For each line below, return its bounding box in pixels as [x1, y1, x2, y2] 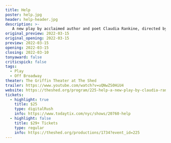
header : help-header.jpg [5, 17, 58, 22]
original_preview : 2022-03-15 [5, 31, 70, 36]
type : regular [14, 125, 44, 130]
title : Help [5, 7, 31, 13]
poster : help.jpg [5, 12, 42, 17]
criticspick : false [5, 59, 47, 64]
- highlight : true [10, 97, 49, 102]
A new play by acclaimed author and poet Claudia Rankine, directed [12, 26, 160, 31]
